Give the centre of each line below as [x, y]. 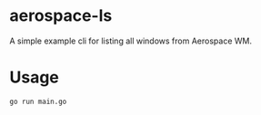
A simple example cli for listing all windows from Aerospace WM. [131, 41]
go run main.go [38, 101]
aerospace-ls [61, 16]
